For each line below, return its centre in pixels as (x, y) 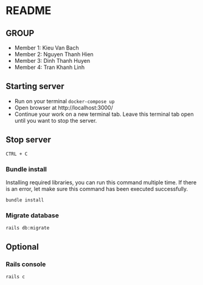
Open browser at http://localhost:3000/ (64, 107)
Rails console (26, 264)
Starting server (35, 86)
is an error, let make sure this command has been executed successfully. (97, 189)
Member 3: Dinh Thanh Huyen (52, 61)
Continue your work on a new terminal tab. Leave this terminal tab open (104, 114)
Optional (22, 247)
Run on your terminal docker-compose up (64, 101)
